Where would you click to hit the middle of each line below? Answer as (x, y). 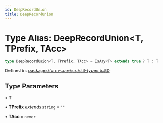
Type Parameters (32, 86)
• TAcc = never (20, 117)
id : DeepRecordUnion (26, 9)
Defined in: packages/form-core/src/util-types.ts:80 (57, 70)
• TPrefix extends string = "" (35, 107)
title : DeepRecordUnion (29, 14)
